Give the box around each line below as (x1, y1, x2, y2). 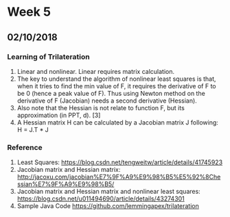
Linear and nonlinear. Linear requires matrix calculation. (16, 67, 175, 75)
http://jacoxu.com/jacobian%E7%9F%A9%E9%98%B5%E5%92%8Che (16, 173, 221, 181)
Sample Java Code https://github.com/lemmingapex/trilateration (16, 202, 199, 210)
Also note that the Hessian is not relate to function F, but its (16, 103, 185, 112)
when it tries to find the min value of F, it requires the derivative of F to (16, 81, 216, 90)
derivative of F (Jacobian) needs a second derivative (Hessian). (16, 97, 197, 105)
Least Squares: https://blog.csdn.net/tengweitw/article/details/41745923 (16, 158, 223, 166)
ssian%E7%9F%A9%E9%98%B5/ (16, 180, 115, 188)
